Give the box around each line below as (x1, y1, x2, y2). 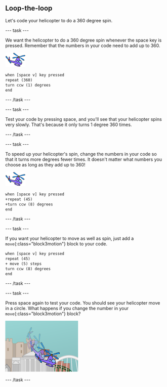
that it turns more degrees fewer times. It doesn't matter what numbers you (5, 156, 162, 162)
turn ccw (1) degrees (5, 82, 51, 88)
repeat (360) (5, 77, 33, 82)
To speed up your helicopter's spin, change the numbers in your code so (5, 151, 157, 157)
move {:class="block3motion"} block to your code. (5, 240, 108, 247)
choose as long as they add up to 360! (5, 161, 86, 167)
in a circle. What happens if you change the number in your (5, 305, 129, 311)
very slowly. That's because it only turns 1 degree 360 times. (5, 121, 132, 127)
